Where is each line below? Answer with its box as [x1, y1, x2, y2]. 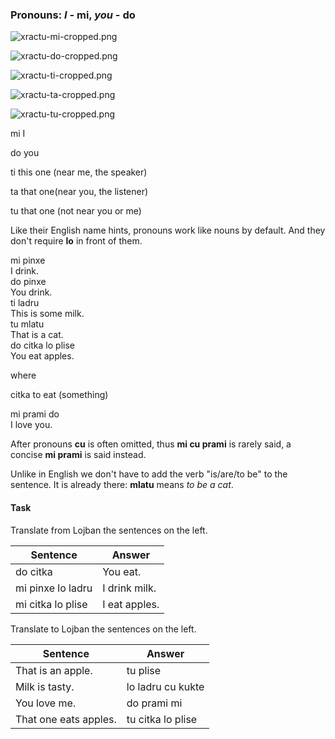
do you [10, 147, 40, 159]
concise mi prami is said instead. [10, 449, 147, 461]
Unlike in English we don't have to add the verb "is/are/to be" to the [10, 468, 288, 480]
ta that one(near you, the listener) [10, 186, 149, 198]
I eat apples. [102, 597, 160, 611]
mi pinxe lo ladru [15, 581, 93, 595]
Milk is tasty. [15, 679, 75, 693]
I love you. [10, 419, 53, 431]
